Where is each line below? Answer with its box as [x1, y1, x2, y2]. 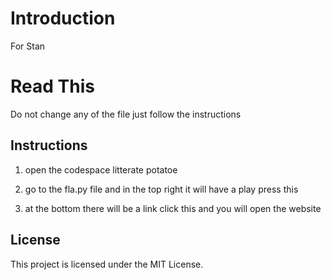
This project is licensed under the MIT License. [10, 258, 204, 270]
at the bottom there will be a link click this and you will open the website [24, 202, 322, 214]
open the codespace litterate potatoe [24, 163, 178, 176]
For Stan [10, 40, 46, 52]
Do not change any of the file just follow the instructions [10, 108, 242, 120]
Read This [10, 75, 95, 98]
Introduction [10, 7, 116, 30]
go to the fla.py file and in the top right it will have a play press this [24, 183, 299, 195]
